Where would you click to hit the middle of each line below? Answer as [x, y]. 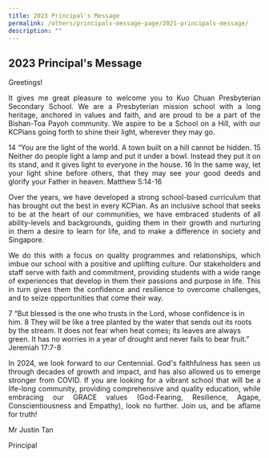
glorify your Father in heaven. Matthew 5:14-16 [85, 182]
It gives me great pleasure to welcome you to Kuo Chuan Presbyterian [134, 98]
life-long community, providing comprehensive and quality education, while [134, 389]
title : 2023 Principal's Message [64, 16]
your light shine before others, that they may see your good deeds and [134, 173]
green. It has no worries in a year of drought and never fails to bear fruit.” [129, 339]
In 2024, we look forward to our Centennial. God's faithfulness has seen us [134, 363]
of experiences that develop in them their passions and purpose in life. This [134, 281]
